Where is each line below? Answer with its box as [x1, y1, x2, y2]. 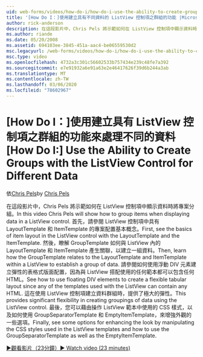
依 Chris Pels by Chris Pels [6, 189, 70, 197]
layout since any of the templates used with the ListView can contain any [6, 282, 188, 289]
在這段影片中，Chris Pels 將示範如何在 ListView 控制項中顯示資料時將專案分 [6, 203, 195, 210]
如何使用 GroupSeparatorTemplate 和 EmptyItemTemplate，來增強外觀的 [11, 311, 192, 318]
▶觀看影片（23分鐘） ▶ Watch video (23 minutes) [6, 344, 131, 352]
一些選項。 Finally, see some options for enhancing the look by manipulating [6, 318, 195, 326]
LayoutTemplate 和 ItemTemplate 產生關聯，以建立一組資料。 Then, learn [6, 247, 187, 254]
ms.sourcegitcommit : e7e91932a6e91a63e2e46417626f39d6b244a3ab [6, 65, 169, 71]
